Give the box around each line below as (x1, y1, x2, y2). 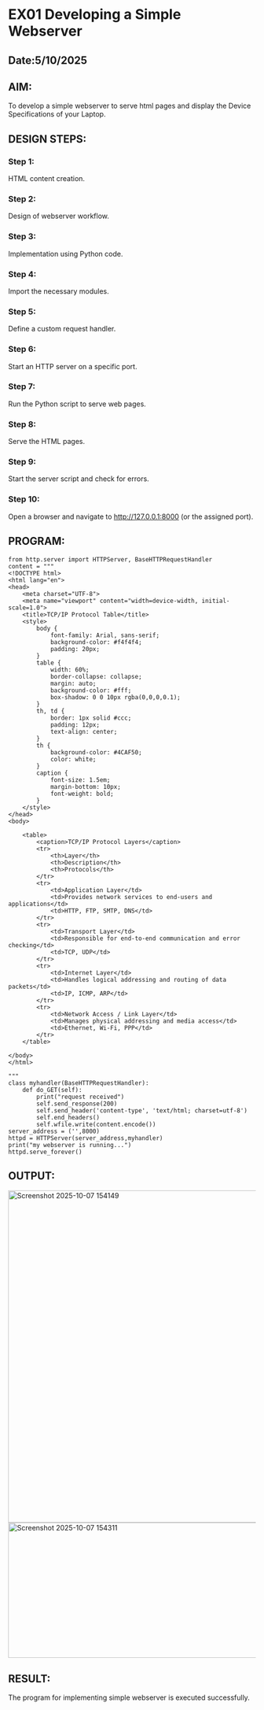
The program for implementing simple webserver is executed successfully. (8, 1693, 250, 1702)
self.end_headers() (36, 1113, 101, 1121)
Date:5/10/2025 (8, 54, 88, 67)
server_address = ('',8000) (8, 1127, 101, 1135)
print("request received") (36, 1093, 125, 1101)
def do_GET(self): (22, 1086, 82, 1094)
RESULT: (8, 1671, 51, 1686)
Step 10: (8, 494, 41, 505)
